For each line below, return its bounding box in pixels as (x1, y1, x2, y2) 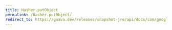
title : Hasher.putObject (5, 7, 58, 13)
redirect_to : (5, 17, 33, 22)
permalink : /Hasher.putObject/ (5, 12, 72, 17)
